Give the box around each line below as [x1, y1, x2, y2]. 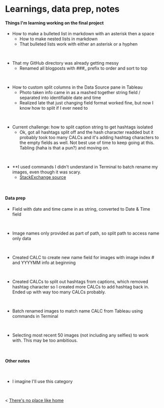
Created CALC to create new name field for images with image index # [12, 254, 155, 260]
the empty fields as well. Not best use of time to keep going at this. [19, 140, 155, 145]
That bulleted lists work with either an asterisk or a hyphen [19, 41, 138, 47]
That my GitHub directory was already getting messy [12, 60, 119, 66]
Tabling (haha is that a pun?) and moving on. [19, 145, 109, 151]
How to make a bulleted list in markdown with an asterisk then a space [12, 31, 154, 37]
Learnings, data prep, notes [5, 3, 120, 15]
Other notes [5, 358, 30, 364]
